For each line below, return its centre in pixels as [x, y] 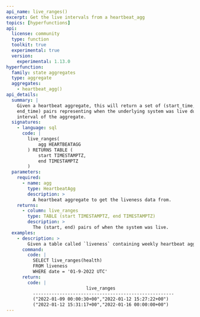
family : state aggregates [44, 73]
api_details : [22, 95]
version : [22, 56]
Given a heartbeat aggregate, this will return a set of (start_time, [106, 106]
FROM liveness [50, 266]
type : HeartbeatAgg [52, 189]
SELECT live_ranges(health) [67, 260]
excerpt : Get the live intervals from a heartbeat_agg [76, 17]
